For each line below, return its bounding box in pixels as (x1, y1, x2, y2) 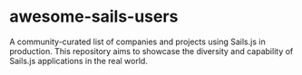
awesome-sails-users (9, 6, 179, 27)
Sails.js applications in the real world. (9, 55, 148, 66)
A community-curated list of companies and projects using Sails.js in (9, 36, 266, 47)
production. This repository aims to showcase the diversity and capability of (9, 45, 294, 56)
